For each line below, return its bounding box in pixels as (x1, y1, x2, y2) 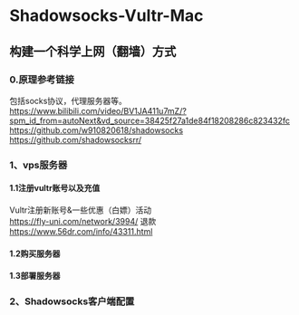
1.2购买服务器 (9, 248, 61, 259)
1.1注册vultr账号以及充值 (9, 183, 101, 194)
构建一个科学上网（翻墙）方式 (9, 43, 177, 59)
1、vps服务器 (9, 158, 68, 171)
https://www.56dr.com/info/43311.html (9, 226, 153, 236)
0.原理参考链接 (9, 73, 75, 86)
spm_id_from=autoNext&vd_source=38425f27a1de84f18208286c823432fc (9, 115, 290, 126)
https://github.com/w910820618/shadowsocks (9, 124, 184, 136)
